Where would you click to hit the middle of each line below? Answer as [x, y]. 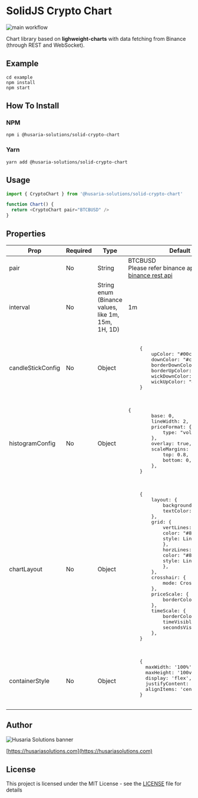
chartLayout [26, 569]
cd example [19, 77]
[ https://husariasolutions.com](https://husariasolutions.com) [79, 751]
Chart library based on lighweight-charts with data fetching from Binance [96, 38]
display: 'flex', [169, 678]
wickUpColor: [169, 382]
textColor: [177, 511]
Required [79, 250]
